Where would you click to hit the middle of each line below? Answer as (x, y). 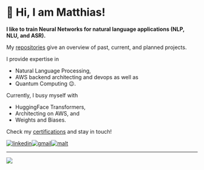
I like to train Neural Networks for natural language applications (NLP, (96, 29)
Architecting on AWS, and (47, 113)
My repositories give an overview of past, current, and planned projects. (97, 47)
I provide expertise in (33, 59)
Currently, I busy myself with (42, 95)
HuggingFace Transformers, (50, 107)
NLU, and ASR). (26, 35)
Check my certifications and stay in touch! (59, 131)
